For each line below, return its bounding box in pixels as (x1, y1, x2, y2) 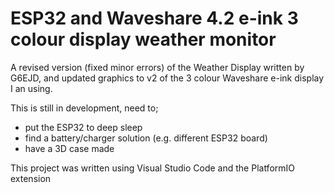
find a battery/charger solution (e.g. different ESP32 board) (24, 132, 268, 144)
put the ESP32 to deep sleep (24, 121, 143, 133)
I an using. (10, 82, 53, 94)
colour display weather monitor (10, 28, 277, 51)
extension (10, 172, 52, 184)
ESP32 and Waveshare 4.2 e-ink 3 (10, 7, 299, 30)
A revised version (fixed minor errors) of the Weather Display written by (10, 61, 305, 73)
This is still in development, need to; (10, 102, 159, 114)
